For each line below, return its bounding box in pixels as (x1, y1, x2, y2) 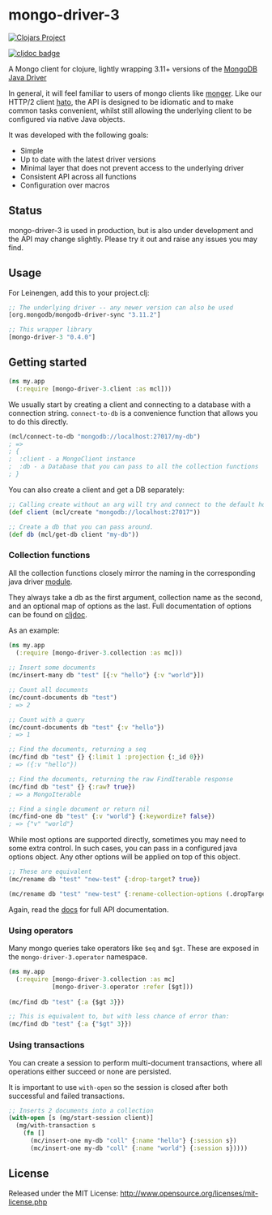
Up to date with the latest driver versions (19, 154, 156, 164)
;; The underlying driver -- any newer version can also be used (8, 303, 233, 312)
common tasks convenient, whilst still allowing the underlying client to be (8, 106, 253, 115)
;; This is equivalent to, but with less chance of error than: (8, 1013, 230, 1021)
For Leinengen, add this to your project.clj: (8, 288, 150, 297)
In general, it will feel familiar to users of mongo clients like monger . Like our (8, 88, 262, 98)
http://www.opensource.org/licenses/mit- (120, 1188, 259, 1198)
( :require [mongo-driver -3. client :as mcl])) (15, 384, 172, 393)
